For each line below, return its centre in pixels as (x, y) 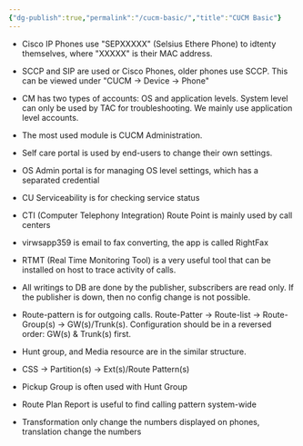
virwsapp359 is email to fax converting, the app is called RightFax (145, 243)
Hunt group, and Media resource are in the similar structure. (134, 352)
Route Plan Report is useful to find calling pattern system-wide (139, 404)
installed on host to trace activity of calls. (99, 270)
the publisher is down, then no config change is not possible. (136, 297)
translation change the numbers (81, 431)
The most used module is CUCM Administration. (112, 135)
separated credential (61, 180)
